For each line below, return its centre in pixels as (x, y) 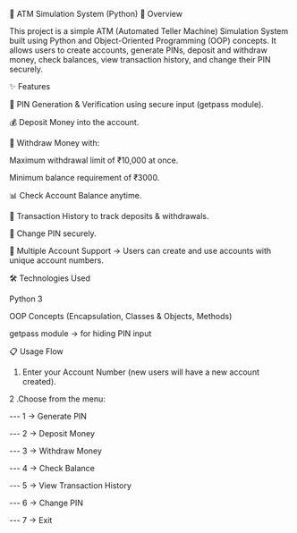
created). (39, 381)
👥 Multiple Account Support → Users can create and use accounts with (140, 251)
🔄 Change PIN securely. (53, 233)
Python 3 (26, 299)
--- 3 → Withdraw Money (56, 451)
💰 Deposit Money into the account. (74, 122)
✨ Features (30, 86)
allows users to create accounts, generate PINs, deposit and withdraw (139, 50)
